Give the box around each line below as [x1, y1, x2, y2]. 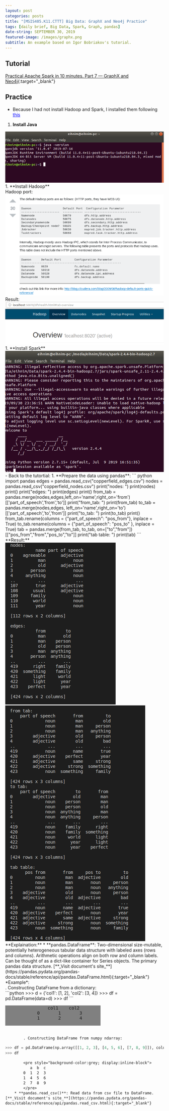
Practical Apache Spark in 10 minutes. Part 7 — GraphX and [5, 73, 129, 79]
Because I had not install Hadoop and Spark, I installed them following [12, 106, 157, 112]
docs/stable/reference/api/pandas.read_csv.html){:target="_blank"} [5, 1101, 152, 1106]
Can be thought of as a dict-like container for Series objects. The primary [5, 958, 157, 964]
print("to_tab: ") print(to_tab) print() [67, 510, 140, 516]
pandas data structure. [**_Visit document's [5, 963, 96, 969]
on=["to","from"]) [97, 526, 133, 533]
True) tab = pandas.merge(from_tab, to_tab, [5, 526, 96, 533]
